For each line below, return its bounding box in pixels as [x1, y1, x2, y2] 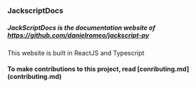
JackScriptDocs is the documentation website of [7, 23, 155, 32]
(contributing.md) [7, 72, 62, 81]
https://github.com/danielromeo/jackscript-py [7, 31, 150, 39]
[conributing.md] [137, 65, 190, 73]
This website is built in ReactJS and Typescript [7, 48, 145, 57]
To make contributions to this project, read [7, 65, 136, 73]
